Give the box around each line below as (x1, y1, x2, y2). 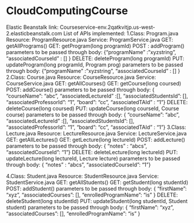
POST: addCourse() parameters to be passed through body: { (6, 86, 155, 93)
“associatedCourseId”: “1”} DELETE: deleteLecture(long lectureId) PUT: (6, 148, 178, 155)
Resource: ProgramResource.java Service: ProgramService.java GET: (6, 36, 173, 43)
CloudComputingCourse (6, 4, 128, 18)
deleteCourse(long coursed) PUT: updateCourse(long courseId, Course (6, 105, 179, 112)
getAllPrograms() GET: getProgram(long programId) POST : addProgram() (6, 42, 185, 49)
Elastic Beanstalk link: (6, 24, 59, 31)
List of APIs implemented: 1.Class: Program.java (63, 29, 179, 36)
